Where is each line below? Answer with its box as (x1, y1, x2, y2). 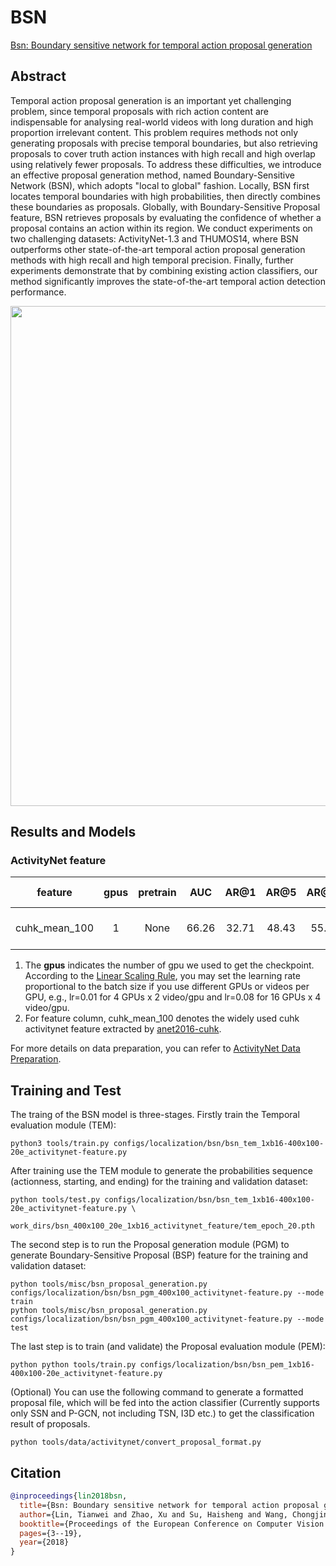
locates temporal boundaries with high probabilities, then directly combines (10, 190, 321, 202)
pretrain (138, 886, 177, 900)
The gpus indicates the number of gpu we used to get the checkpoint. (24, 959, 315, 971)
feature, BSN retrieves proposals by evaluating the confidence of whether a (10, 211, 322, 223)
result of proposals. (10, 1418, 91, 1430)
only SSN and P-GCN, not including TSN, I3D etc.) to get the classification (10, 1407, 315, 1420)
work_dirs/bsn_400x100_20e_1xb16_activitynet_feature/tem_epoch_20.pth (10, 1221, 315, 1231)
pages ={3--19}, (19, 1528, 83, 1538)
